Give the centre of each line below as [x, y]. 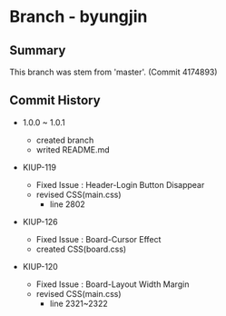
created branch [65, 140]
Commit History [55, 100]
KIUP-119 [39, 167]
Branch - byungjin [79, 17]
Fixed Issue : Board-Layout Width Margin [113, 284]
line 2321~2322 [79, 303]
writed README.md [73, 149]
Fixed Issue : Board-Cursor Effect [98, 239]
